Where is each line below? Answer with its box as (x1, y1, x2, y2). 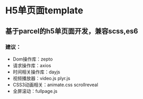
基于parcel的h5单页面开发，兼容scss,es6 (5, 27, 138, 35)
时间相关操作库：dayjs (12, 69, 60, 75)
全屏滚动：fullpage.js (12, 88, 58, 94)
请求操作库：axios (12, 62, 51, 68)
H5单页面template (5, 5, 84, 16)
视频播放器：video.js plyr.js (12, 75, 71, 81)
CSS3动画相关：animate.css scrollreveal (12, 82, 98, 88)
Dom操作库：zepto (12, 56, 53, 62)
